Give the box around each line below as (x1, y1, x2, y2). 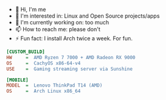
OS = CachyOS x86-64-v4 (6, 60, 81, 66)
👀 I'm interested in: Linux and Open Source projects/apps (15, 12, 160, 20)
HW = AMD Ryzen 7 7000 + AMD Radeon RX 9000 (6, 54, 136, 60)
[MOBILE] (6, 77, 29, 83)
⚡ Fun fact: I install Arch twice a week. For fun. (15, 35, 133, 42)
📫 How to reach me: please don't (15, 26, 100, 33)
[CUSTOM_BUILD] (6, 49, 45, 55)
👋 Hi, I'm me (15, 6, 47, 13)
